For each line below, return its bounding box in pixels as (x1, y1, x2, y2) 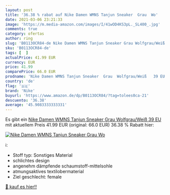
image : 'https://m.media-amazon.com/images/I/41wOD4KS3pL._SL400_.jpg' (5, 21, 160, 27)
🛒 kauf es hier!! (5, 184, 37, 190)
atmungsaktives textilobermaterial (12, 168, 84, 175)
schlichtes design (12, 158, 50, 164)
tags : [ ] (5, 50, 29, 55)
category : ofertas (5, 31, 44, 36)
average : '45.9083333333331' (5, 103, 67, 108)
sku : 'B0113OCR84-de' (5, 45, 51, 51)
